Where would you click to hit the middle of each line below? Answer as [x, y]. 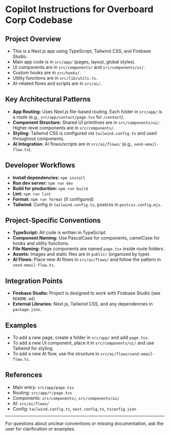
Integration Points [34, 281]
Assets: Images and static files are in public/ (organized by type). [81, 254]
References [24, 375]
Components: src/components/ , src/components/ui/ [66, 398]
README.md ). [24, 298]
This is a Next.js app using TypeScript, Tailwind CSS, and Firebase [82, 51]
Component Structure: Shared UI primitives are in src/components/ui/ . [87, 122]
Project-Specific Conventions [53, 221]
